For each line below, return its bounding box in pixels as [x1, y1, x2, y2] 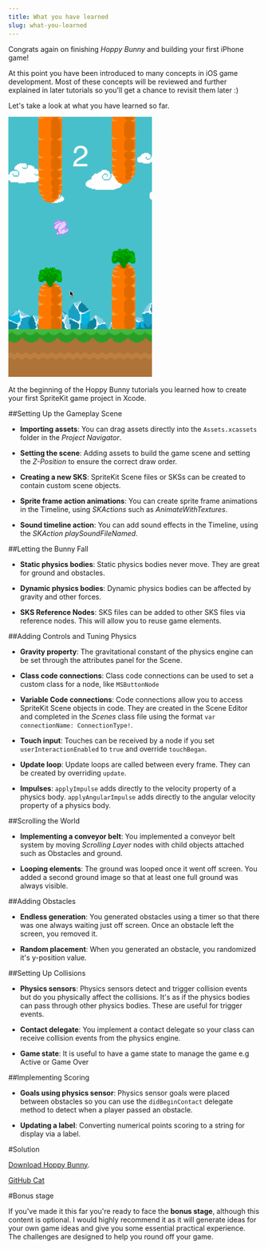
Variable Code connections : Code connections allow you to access [19, 695, 243, 704]
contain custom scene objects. [19, 480, 121, 490]
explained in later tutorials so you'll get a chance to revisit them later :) [8, 85, 239, 95]
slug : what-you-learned [8, 21, 88, 30]
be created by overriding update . [19, 767, 127, 778]
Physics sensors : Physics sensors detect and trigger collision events [19, 983, 247, 993]
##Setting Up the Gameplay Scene [8, 408, 122, 418]
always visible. [19, 881, 69, 890]
